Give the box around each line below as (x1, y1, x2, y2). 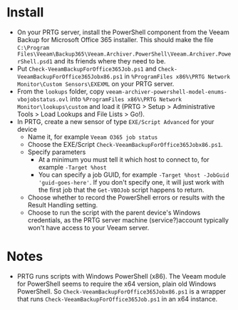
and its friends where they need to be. (53, 56, 166, 65)
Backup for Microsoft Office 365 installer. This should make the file (16, 35, 214, 43)
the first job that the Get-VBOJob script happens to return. (38, 185, 205, 194)
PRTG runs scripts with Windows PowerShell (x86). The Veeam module (16, 272, 226, 280)
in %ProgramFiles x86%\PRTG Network (123, 72, 231, 81)
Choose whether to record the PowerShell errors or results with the (27, 193, 225, 202)
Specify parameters (27, 148, 86, 156)
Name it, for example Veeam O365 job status (27, 133, 158, 141)
